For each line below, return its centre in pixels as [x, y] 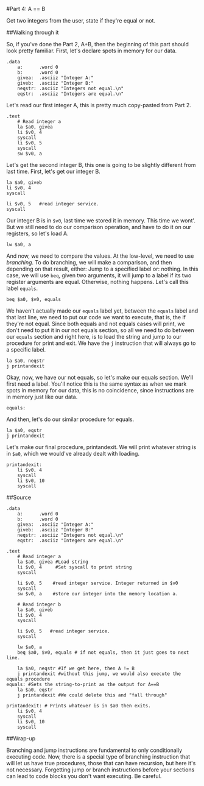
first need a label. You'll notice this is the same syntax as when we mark [97, 384]
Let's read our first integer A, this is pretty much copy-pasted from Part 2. [99, 105]
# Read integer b [39, 604]
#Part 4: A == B [26, 9]
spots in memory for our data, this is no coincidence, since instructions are [100, 390]
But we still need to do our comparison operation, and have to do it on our [99, 227]
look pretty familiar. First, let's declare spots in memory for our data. [92, 51]
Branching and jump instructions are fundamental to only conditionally [94, 750]
